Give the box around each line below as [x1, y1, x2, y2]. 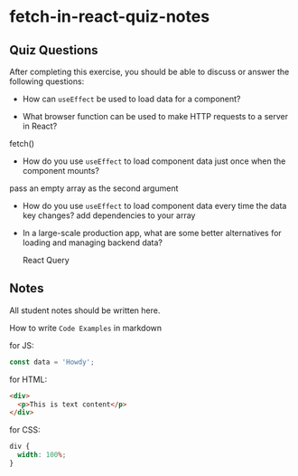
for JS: [9, 339, 34, 350]
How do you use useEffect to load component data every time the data [22, 201, 287, 211]
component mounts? [22, 166, 99, 176]
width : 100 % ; [17, 451, 67, 460]
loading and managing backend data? [22, 237, 163, 248]
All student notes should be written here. [9, 305, 161, 316]
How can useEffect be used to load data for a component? [22, 93, 241, 104]
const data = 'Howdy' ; [9, 357, 95, 367]
